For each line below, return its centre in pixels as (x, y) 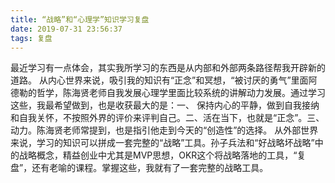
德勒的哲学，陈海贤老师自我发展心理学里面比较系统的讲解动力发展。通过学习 (168, 93)
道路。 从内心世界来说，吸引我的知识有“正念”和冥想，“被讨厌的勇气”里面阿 (164, 80)
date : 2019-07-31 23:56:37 (66, 29)
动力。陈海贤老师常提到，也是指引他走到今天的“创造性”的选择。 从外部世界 (164, 130)
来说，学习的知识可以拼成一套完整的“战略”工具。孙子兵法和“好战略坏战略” (162, 143)
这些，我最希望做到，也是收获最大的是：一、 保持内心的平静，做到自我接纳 (165, 105)
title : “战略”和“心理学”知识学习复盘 (80, 19)
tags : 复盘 (31, 38)
